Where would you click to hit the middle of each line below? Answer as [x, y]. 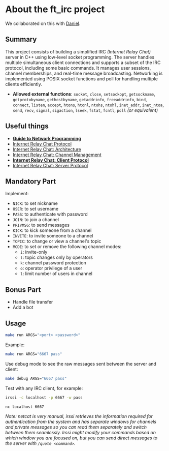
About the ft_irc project [55, 9]
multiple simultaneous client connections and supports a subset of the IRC [83, 63]
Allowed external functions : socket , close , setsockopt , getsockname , [84, 94]
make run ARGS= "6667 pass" [34, 354]
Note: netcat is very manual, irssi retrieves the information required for [79, 416]
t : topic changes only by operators [56, 257]
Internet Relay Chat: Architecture [47, 149]
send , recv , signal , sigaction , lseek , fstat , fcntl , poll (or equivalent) [85, 110]
